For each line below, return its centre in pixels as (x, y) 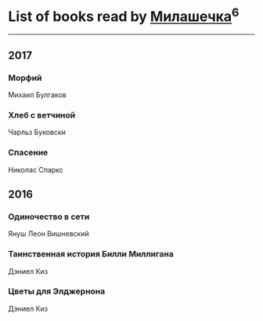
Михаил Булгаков (37, 94)
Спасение (28, 152)
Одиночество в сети (49, 217)
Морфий (25, 78)
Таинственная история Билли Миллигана (91, 254)
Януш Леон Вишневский (49, 234)
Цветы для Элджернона (57, 291)
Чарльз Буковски (37, 132)
